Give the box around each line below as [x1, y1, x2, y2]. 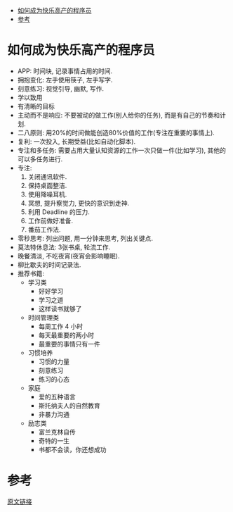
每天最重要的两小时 [38, 330, 95, 339]
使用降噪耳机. [27, 189, 67, 199]
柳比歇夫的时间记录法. [17, 260, 81, 269]
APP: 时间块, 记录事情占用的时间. [17, 66, 113, 75]
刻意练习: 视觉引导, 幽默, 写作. [17, 84, 104, 93]
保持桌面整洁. [27, 181, 67, 189]
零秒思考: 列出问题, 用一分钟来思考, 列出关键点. [17, 234, 153, 242]
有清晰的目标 [17, 101, 55, 111]
